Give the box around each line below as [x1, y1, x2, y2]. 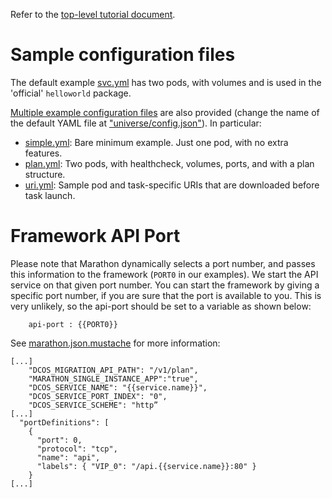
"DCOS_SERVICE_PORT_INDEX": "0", [28, 391, 168, 401]
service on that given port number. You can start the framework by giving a [10, 279, 320, 291]
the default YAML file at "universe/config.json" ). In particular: [10, 117, 262, 129]
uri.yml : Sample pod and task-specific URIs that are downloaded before [24, 179, 320, 191]
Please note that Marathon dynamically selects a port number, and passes [10, 257, 316, 269]
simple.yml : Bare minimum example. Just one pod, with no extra [24, 136, 289, 148]
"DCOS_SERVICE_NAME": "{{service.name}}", [28, 382, 208, 393]
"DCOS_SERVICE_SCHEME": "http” [28, 400, 159, 410]
